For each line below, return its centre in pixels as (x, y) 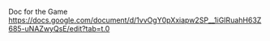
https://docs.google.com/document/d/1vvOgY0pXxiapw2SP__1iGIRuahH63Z (135, 20)
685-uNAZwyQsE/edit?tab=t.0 (59, 29)
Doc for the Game (38, 12)
